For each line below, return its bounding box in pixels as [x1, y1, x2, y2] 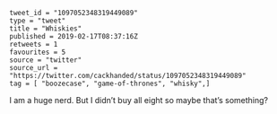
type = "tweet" [9, 16, 66, 25]
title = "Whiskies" [9, 24, 82, 33]
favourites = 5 [9, 48, 66, 57]
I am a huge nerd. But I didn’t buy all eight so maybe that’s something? [9, 95, 269, 105]
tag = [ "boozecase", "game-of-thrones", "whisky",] [9, 79, 211, 88]
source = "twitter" [9, 56, 82, 65]
